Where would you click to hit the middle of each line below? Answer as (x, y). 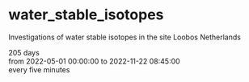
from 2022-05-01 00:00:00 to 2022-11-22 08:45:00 (94, 61)
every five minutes (39, 69)
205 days (24, 52)
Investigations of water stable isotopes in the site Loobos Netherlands (124, 37)
